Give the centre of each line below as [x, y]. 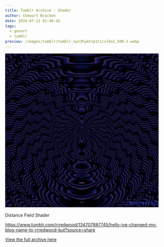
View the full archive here [31, 239]
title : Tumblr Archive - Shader [38, 10]
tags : [11, 26]
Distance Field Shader [27, 215]
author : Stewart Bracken [30, 15]
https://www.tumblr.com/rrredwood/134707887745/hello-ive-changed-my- [81, 224]
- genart [18, 31]
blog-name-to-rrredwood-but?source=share [50, 230]
